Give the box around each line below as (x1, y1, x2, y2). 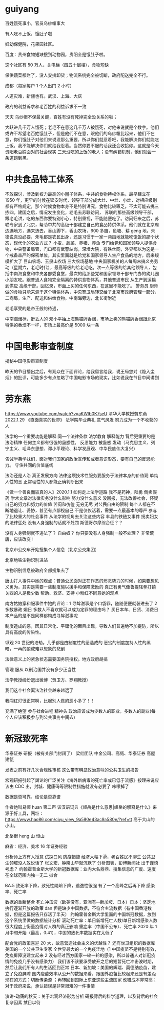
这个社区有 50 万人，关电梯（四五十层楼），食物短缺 (5, 62, 109, 68)
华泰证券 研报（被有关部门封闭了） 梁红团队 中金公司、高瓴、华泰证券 (5, 750, 145, 756)
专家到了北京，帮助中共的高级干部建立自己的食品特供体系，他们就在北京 (9, 221, 155, 227)
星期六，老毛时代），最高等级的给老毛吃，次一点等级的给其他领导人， (13, 264, 153, 270)
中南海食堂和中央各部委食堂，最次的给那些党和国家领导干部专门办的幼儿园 (9, 270, 159, 276)
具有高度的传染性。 (5, 629, 44, 635)
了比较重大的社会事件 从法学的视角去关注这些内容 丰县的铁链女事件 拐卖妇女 (5, 513, 159, 519)
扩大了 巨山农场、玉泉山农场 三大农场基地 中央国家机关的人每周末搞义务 (9, 258, 154, 264)
